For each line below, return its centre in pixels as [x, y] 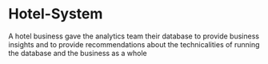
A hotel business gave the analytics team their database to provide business [134, 36]
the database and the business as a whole [78, 53]
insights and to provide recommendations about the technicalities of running [134, 44]
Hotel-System [56, 14]
